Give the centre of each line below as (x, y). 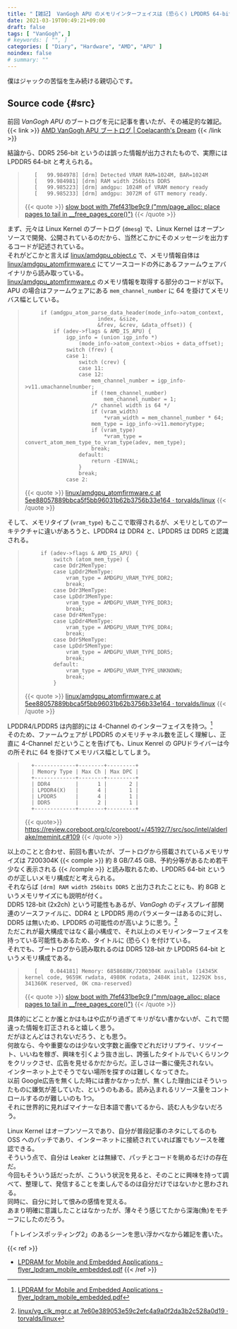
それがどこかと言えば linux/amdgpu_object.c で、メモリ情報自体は (104, 255)
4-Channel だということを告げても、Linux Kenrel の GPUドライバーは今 (125, 744)
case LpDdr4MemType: (84, 621)
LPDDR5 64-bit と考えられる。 (52, 161)
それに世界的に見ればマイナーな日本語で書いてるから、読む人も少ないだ (112, 1107)
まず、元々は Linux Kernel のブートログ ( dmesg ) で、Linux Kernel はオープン (116, 228)
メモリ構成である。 (47, 958)
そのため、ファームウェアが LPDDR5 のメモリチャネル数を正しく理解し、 (114, 734)
